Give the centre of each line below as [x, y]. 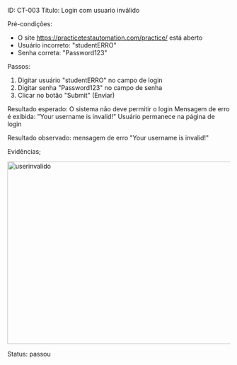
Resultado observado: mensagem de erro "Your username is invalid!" [108, 138]
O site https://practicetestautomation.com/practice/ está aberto [110, 38]
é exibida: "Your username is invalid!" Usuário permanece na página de [111, 117]
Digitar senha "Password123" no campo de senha [90, 88]
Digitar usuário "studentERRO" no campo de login [90, 80]
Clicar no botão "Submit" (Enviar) [66, 95]
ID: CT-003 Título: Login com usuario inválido [74, 10]
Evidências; [24, 151]
